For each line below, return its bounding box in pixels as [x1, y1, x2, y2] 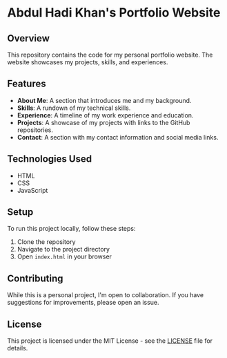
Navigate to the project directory [17, 245, 110, 254]
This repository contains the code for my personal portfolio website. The [7, 50, 213, 59]
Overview [7, 32, 50, 44]
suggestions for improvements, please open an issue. [7, 299, 160, 307]
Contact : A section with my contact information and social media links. [17, 133, 219, 141]
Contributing [7, 272, 63, 284]
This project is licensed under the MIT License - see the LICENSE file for [7, 337, 213, 345]
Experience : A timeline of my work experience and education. [17, 111, 194, 119]
